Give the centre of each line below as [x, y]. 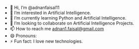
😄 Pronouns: [23, 36]
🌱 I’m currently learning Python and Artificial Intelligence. [68, 18]
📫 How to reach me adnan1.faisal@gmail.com [57, 29]
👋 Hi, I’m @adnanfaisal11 [35, 8]
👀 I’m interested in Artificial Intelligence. [50, 13]
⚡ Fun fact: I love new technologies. [46, 41]
